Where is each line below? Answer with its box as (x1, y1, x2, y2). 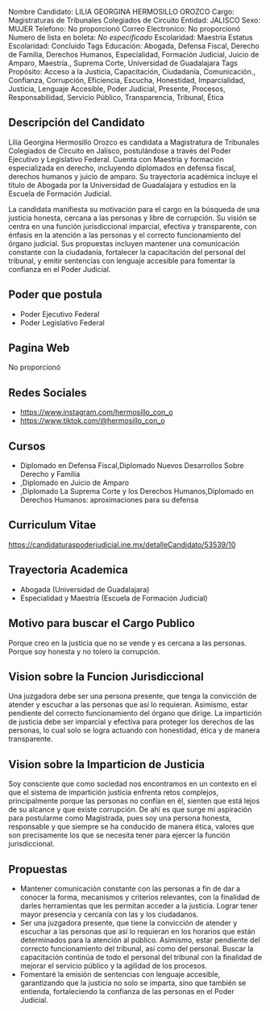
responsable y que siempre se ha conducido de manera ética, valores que (8, 822, 255, 832)
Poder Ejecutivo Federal (19, 309, 100, 319)
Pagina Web (8, 341, 70, 355)
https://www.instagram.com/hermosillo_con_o (19, 407, 173, 417)
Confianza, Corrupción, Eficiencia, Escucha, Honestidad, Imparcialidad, (8, 76, 246, 85)
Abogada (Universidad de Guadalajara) (19, 584, 150, 594)
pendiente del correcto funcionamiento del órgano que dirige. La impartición (8, 708, 262, 718)
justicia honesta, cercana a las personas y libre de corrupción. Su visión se (8, 213, 257, 223)
